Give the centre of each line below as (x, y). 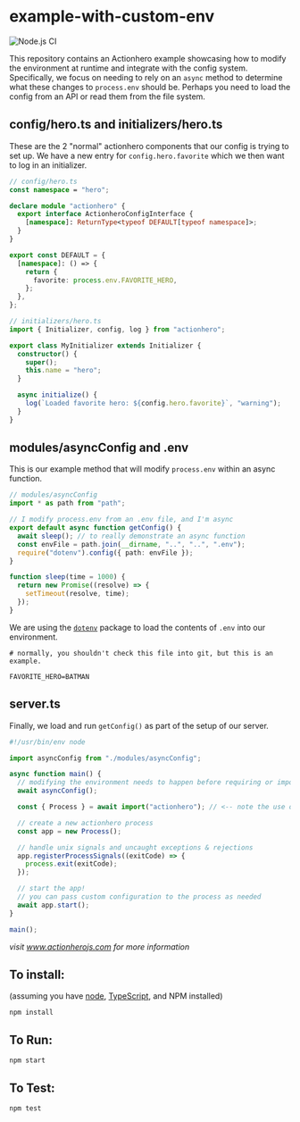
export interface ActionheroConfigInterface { (105, 214)
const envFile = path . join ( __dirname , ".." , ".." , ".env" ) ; (131, 544)
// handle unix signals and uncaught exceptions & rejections (135, 847)
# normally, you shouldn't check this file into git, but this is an (142, 653)
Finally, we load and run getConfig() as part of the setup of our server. (139, 725)
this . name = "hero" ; (63, 371)
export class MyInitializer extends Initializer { (105, 346)
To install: (37, 974)
